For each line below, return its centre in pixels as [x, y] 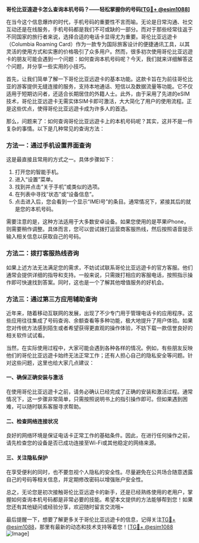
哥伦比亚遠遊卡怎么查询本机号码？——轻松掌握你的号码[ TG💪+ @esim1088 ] [98, 9]
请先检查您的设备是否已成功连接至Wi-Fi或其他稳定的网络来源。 [83, 443]
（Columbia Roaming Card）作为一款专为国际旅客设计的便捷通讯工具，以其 [98, 44]
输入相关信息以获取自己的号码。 [45, 237]
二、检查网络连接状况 [32, 421]
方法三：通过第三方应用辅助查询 [52, 299]
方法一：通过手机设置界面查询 [49, 145]
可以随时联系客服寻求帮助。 [50, 407]
